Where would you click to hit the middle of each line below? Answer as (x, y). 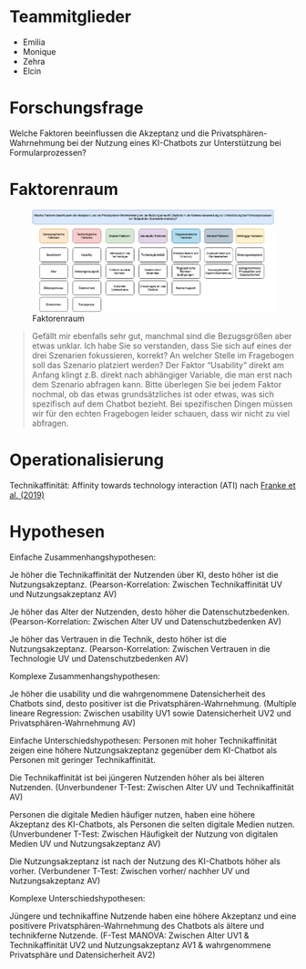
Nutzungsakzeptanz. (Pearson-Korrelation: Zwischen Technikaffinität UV (146, 584)
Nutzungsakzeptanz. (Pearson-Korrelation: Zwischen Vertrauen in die (140, 648)
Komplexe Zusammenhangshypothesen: (85, 675)
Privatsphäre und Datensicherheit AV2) (83, 954)
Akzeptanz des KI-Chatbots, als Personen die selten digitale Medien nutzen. (152, 824)
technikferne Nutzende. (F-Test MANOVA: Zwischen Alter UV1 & (129, 935)
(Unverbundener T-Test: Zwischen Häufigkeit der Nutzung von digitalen (144, 834)
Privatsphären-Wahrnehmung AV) (73, 723)
